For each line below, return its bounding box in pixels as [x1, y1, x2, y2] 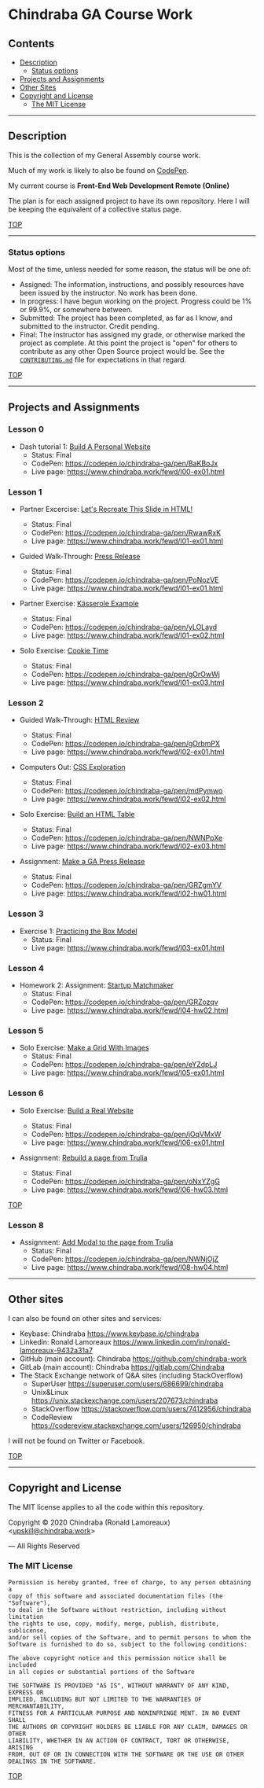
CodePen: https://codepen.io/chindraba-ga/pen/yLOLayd [31, 623, 218, 632]
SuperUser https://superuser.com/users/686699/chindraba [31, 1378, 224, 1389]
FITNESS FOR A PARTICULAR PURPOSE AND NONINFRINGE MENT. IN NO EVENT [8, 1709, 241, 1717]
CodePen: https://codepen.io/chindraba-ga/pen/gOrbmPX [31, 739, 221, 749]
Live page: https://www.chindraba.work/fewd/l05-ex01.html [31, 1068, 225, 1078]
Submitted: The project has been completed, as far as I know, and [19, 313, 233, 323]
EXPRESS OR [8, 1688, 44, 1696]
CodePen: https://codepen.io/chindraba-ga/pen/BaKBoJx [31, 458, 218, 468]
